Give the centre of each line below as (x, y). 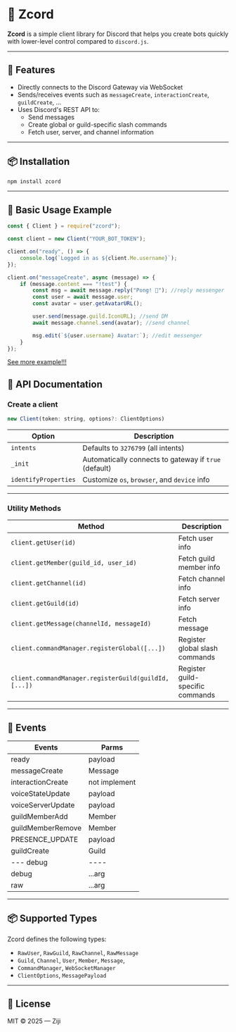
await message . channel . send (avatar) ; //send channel (111, 323)
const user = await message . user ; (83, 297)
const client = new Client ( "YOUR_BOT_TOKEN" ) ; (77, 239)
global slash (198, 649)
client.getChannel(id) (48, 583)
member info (199, 568)
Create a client (33, 404)
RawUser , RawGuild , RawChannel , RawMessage (78, 952)
